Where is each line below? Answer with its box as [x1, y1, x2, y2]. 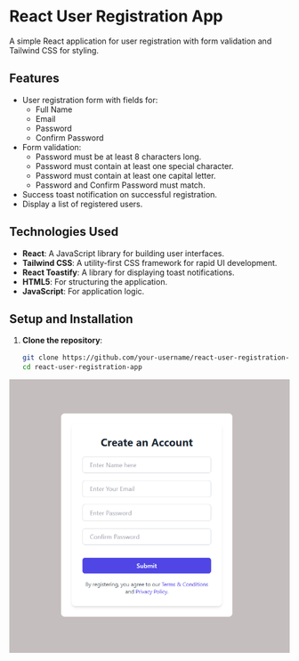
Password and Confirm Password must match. [35, 180, 206, 190]
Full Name [35, 104, 73, 115]
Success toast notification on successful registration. [21, 189, 218, 199]
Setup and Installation [9, 311, 133, 326]
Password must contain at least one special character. [35, 160, 234, 171]
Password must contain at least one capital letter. [35, 170, 216, 181]
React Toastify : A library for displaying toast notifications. [21, 267, 235, 278]
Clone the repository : [21, 335, 103, 346]
